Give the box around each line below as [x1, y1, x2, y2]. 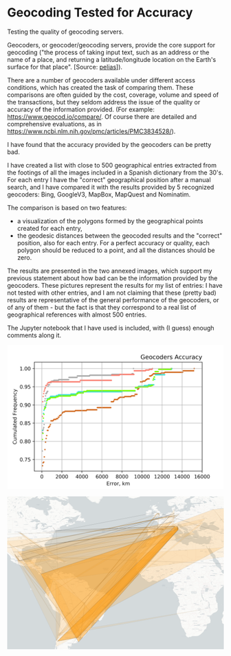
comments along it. [7, 331, 62, 339]
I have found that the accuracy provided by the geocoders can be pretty [7, 140, 212, 148]
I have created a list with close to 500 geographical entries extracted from [7, 161, 217, 169]
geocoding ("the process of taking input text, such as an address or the [7, 48, 210, 56]
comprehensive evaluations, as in [7, 120, 102, 128]
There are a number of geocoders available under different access [7, 76, 196, 84]
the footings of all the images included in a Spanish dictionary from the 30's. [7, 168, 223, 177]
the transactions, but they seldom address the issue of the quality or [7, 98, 201, 106]
